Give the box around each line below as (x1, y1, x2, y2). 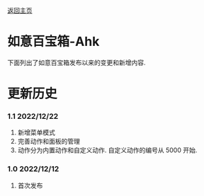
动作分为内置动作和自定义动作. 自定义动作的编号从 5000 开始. (17, 146, 198, 154)
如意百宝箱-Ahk (7, 34, 100, 50)
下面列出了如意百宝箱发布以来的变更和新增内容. (7, 58, 147, 67)
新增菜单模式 (17, 128, 55, 137)
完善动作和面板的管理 (17, 137, 80, 146)
